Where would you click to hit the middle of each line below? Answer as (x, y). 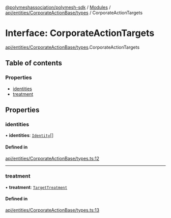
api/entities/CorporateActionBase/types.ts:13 (52, 210)
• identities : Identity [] (29, 135)
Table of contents (34, 63)
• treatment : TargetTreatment (36, 187)
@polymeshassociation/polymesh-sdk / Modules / (58, 7)
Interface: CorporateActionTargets (80, 33)
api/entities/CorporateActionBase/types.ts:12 (52, 158)
